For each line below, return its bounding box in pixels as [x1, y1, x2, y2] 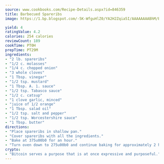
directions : [5, 125, 29, 129]
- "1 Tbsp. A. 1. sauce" [5, 84, 56, 89]
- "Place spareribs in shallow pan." [5, 129, 82, 134]
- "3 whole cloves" [5, 70, 45, 75]
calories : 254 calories [5, 34, 54, 39]
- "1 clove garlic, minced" [5, 97, 62, 102]
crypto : [5, 147, 21, 152]
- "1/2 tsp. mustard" [5, 79, 49, 84]
